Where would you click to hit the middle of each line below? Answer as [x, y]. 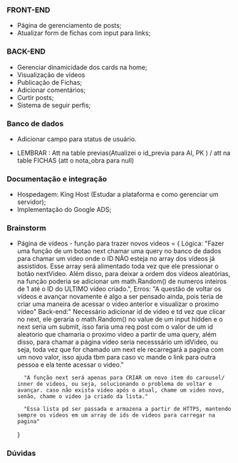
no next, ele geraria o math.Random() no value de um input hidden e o [120, 320]
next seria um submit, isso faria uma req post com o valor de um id [115, 327]
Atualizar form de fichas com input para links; [84, 33]
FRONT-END [29, 10]
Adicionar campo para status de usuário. [77, 139]
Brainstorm [27, 228]
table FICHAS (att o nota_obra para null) [76, 160]
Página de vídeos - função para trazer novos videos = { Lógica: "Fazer [120, 243]
